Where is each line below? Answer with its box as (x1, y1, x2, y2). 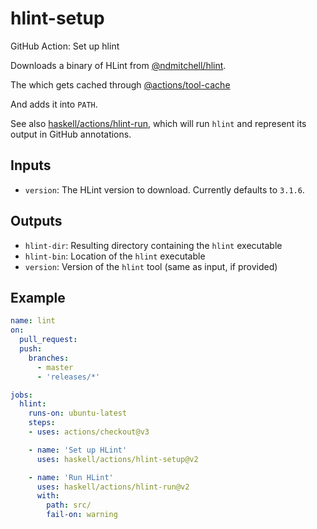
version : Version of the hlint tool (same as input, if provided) (24, 260, 278, 272)
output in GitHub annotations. (10, 128, 132, 140)
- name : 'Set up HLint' (28, 445, 128, 455)
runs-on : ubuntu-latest (28, 408, 128, 419)
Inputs (10, 157, 52, 174)
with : (36, 491, 60, 501)
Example (10, 289, 66, 306)
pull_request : (19, 335, 78, 345)
